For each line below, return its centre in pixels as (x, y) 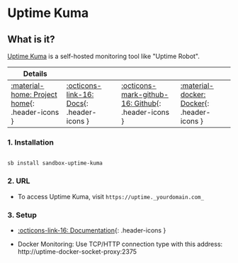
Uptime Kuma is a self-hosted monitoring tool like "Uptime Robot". (104, 56)
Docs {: (77, 103)
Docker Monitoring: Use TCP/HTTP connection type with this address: (120, 244)
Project (45, 95)
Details (35, 74)
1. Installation (31, 142)
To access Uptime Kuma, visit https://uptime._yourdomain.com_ (110, 196)
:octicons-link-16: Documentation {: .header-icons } (92, 230)
